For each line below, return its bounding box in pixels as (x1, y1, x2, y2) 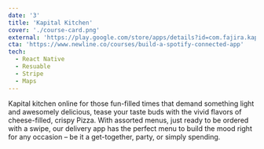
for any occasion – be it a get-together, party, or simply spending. (8, 132, 221, 141)
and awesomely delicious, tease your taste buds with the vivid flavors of (8, 107, 242, 116)
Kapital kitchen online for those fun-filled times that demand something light (8, 99, 255, 108)
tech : (8, 48, 26, 56)
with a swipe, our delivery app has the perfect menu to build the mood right (8, 123, 253, 133)
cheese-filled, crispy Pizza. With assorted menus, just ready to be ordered (8, 115, 249, 125)
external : (8, 33, 41, 42)
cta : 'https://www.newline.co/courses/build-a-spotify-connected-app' (8, 41, 244, 49)
